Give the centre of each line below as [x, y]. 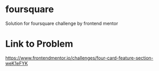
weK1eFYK [17, 63]
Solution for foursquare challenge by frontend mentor [62, 23]
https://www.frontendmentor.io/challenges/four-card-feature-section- [79, 58]
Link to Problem [39, 44]
